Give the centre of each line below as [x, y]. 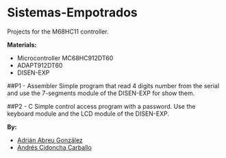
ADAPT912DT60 [40, 65]
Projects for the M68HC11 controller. [58, 31]
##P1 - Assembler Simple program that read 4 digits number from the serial [113, 85]
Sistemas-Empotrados [73, 13]
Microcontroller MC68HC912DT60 [65, 58]
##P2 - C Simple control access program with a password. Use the [101, 106]
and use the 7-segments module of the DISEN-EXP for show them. [101, 93]
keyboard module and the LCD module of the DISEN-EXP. [88, 114]
